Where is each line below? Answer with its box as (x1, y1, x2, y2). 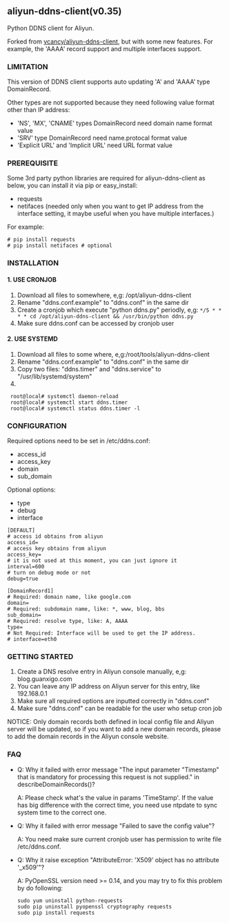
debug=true (7, 575, 39, 583)
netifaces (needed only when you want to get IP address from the (17, 202, 204, 210)
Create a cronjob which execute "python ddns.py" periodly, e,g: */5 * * (17, 306, 222, 314)
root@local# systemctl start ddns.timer (10, 399, 128, 406)
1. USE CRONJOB (7, 275, 57, 283)
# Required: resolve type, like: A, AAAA (7, 618, 128, 625)
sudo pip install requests (17, 909, 95, 916)
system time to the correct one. (17, 808, 107, 817)
